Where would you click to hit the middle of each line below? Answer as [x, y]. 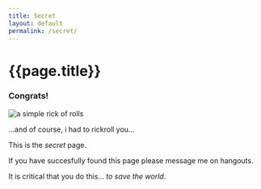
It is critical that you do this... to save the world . [87, 176]
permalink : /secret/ [43, 31]
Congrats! [29, 96]
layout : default [36, 23]
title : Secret [32, 16]
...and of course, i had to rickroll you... [72, 129]
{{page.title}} [55, 71]
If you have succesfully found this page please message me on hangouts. [131, 160]
